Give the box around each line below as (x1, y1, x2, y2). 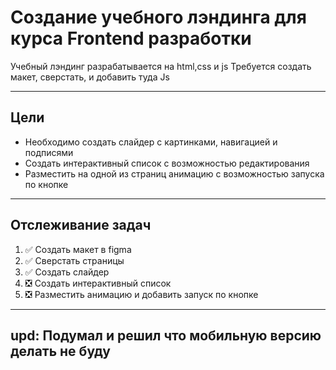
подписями (24, 146, 74, 158)
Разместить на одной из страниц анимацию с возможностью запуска (24, 167, 325, 180)
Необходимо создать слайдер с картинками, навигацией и (24, 136, 278, 148)
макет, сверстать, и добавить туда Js (10, 71, 170, 83)
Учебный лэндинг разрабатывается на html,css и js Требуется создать (10, 60, 312, 72)
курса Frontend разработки (10, 27, 252, 50)
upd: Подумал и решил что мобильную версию (10, 327, 322, 344)
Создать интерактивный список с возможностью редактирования (24, 157, 310, 169)
